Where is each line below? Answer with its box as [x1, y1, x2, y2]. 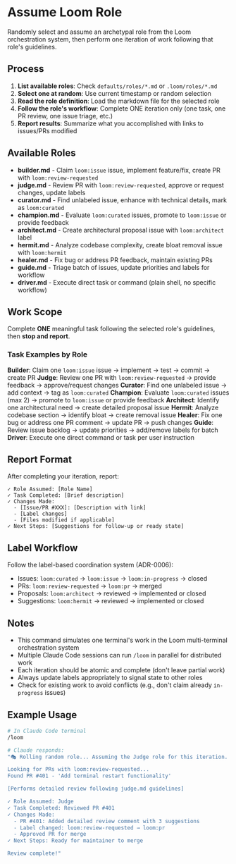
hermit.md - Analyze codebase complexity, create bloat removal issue [17, 240, 223, 249]
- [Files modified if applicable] [13, 517, 115, 524]
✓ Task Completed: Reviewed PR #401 [7, 804, 115, 811]
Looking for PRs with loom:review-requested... [7, 766, 150, 773]
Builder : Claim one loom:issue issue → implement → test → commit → [7, 366, 210, 374]
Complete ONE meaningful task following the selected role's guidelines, [7, 325, 216, 333]
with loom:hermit [17, 248, 67, 257]
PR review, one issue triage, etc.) [17, 111, 113, 120]
